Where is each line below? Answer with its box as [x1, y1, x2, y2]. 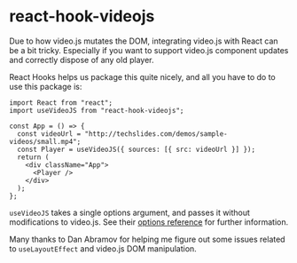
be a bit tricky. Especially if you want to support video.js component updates [9, 44, 289, 55]
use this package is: [9, 81, 82, 92]
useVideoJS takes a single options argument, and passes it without [9, 207, 251, 218]
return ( [17, 153, 50, 162]
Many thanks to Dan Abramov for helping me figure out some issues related [9, 234, 285, 244]
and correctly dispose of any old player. [9, 54, 154, 65]
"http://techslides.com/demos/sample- [84, 129, 228, 139]
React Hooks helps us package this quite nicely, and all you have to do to [9, 71, 277, 82]
